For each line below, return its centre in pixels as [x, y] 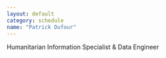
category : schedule [35, 21]
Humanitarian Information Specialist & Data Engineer [83, 47]
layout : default [30, 14]
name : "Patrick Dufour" [42, 27]
